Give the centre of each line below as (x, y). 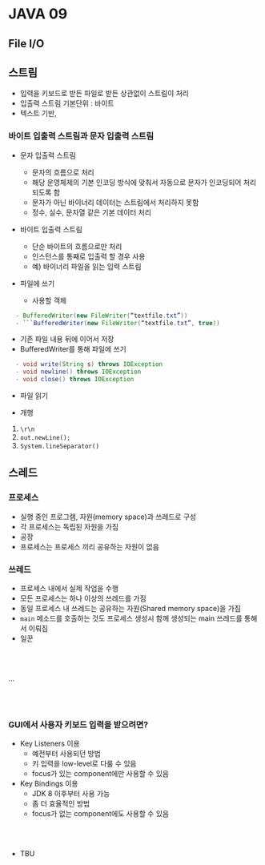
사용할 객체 (49, 300)
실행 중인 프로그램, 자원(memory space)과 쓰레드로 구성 (108, 517)
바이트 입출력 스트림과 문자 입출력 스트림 (81, 136)
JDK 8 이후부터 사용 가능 (71, 794)
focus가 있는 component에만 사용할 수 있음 (100, 774)
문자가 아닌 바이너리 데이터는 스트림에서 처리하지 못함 (115, 202)
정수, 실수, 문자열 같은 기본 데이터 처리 (92, 212)
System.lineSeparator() (60, 447)
